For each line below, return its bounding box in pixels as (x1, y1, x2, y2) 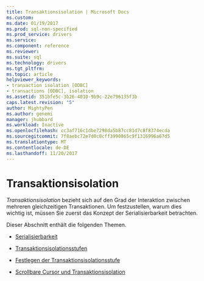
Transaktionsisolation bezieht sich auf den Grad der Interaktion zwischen (6, 196, 191, 204)
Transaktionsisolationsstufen (15, 245, 88, 252)
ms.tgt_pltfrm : (6, 65, 45, 72)
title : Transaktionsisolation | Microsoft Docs (6, 9, 130, 15)
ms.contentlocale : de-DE (6, 144, 69, 151)
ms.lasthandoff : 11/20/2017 (6, 150, 78, 156)
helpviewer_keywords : (6, 77, 62, 83)
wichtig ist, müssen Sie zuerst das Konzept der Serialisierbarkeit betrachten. (6, 209, 198, 217)
